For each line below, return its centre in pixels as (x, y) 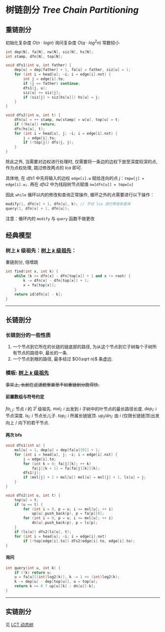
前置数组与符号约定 (25, 397)
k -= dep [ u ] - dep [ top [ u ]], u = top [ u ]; (56, 581)
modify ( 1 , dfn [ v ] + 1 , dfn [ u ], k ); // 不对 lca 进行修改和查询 (68, 204)
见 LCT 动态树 (20, 624)
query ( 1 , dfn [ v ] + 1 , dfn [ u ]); (37, 208)
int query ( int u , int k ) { (33, 568)
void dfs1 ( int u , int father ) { (38, 65)
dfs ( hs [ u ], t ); (30, 129)
